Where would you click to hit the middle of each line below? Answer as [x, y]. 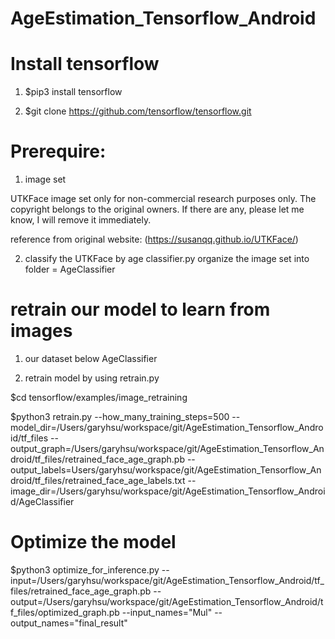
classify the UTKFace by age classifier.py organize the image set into [167, 259]
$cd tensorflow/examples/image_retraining [99, 397]
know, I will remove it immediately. [81, 220]
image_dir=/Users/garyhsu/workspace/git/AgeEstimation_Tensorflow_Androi [168, 491]
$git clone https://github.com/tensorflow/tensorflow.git [138, 111]
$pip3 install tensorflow [73, 92]
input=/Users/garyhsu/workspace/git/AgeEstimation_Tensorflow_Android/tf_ [167, 580]
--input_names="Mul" [167, 612]
